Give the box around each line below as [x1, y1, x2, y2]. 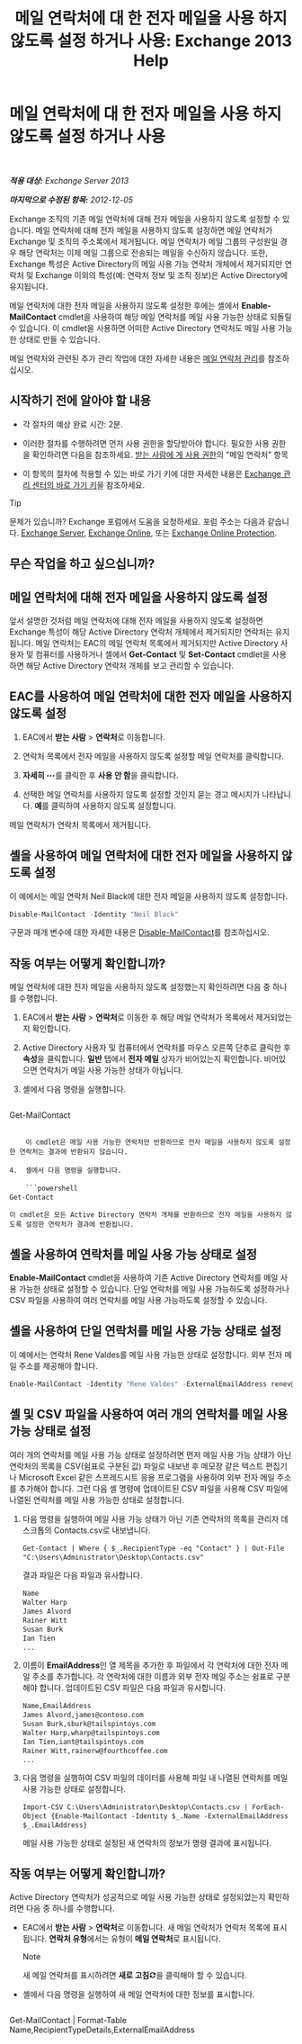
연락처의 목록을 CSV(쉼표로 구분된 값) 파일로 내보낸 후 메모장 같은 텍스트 [9, 1460, 263, 1472]
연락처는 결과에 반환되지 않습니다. [19, 1148, 129, 1157]
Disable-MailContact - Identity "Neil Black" [9, 910, 179, 919]
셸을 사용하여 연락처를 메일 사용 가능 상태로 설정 [9, 1247, 258, 1262]
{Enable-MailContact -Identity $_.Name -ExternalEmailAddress [50, 1811, 289, 1821]
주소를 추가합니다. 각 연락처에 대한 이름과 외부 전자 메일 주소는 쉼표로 [31, 1670, 274, 1681]
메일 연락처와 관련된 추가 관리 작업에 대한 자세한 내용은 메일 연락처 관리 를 [9, 353, 266, 364]
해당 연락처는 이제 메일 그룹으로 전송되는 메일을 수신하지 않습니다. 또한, [18, 247, 268, 257]
